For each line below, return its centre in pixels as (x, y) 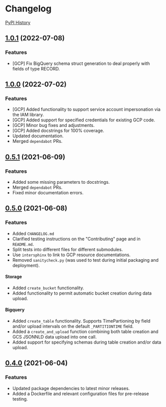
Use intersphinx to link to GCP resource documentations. (71, 255)
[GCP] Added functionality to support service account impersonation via (86, 109)
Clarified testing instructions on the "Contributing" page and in (76, 239)
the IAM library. (28, 115)
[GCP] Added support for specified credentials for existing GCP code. (84, 120)
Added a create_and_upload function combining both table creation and (85, 332)
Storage (14, 277)
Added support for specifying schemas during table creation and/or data (87, 342)
